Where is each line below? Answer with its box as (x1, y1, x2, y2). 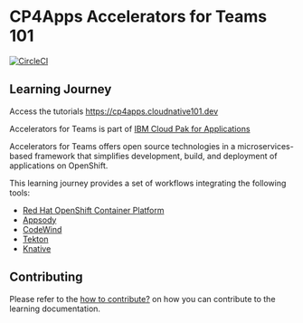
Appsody (22, 214, 57, 225)
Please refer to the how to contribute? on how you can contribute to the (9, 293, 276, 304)
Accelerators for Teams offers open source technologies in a (9, 140, 236, 151)
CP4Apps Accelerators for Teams (9, 6, 268, 27)
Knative (22, 242, 52, 254)
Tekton (22, 233, 49, 244)
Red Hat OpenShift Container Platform (22, 204, 165, 215)
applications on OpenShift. (9, 160, 109, 171)
